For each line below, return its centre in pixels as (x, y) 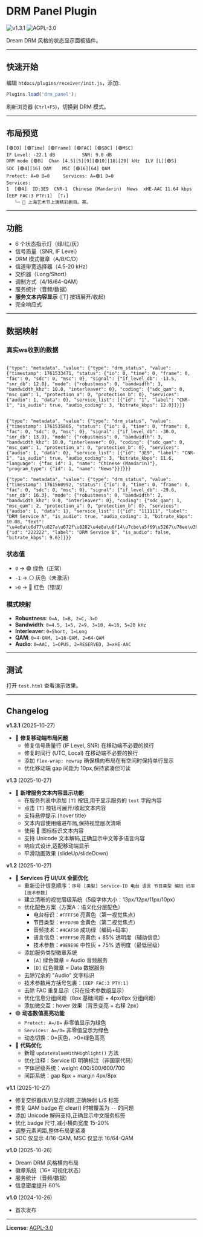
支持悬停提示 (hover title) (55, 815)
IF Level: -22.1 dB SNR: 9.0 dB (59, 155)
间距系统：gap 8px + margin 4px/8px (70, 1076)
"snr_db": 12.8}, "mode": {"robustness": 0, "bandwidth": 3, (85, 384)
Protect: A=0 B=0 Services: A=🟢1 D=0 (60, 176)
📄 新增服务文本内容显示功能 (49, 793)
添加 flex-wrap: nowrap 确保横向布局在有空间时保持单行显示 (99, 761)
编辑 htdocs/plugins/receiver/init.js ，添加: (63, 82)
